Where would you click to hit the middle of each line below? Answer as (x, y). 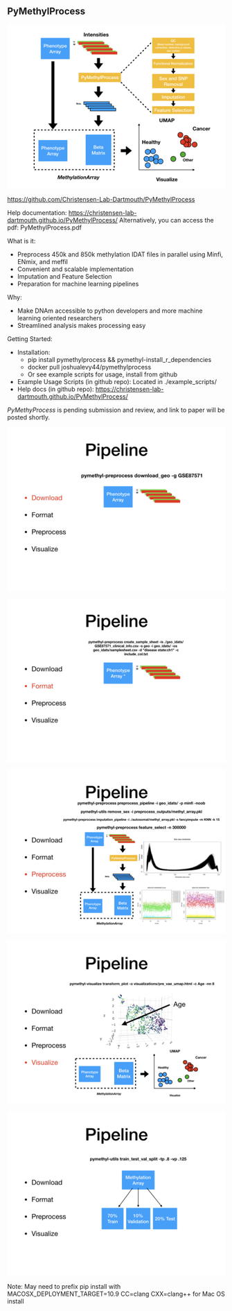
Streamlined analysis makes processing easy (81, 325)
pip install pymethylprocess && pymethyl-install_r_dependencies (119, 359)
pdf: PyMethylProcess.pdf (44, 227)
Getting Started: (30, 338)
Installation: (34, 352)
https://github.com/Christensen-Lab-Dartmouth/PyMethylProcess (101, 199)
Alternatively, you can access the (166, 220)
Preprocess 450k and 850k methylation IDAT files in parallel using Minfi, (120, 254)
